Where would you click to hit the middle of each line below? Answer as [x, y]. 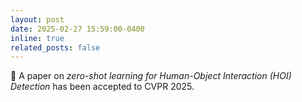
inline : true [37, 38]
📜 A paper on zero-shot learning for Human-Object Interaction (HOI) [151, 76]
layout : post [37, 19]
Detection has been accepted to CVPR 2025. [102, 87]
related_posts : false [55, 47]
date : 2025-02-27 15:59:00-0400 [77, 29]
